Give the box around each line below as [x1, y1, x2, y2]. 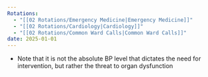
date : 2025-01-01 [7, 36, 57, 43]
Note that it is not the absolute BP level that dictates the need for [17, 54, 202, 63]
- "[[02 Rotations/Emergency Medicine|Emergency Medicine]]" [13, 16, 193, 23]
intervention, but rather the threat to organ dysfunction [17, 62, 173, 70]
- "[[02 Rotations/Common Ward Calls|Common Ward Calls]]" [13, 29, 187, 36]
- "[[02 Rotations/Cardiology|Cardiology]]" [13, 23, 144, 30]
